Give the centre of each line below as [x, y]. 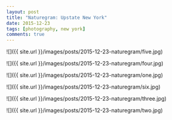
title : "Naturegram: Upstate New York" [57, 18]
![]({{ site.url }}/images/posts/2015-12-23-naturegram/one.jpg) [85, 75]
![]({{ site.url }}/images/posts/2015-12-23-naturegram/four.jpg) [85, 64]
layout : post [23, 12]
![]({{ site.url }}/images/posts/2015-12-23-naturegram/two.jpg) [84, 110]
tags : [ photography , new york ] [46, 29]
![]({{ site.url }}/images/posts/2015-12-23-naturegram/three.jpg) [87, 99]
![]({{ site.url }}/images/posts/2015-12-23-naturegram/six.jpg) [84, 87]
